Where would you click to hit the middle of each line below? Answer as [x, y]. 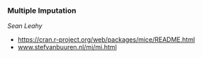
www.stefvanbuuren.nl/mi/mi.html [67, 47]
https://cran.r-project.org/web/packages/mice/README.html [106, 40]
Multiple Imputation [42, 11]
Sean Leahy [25, 26]
